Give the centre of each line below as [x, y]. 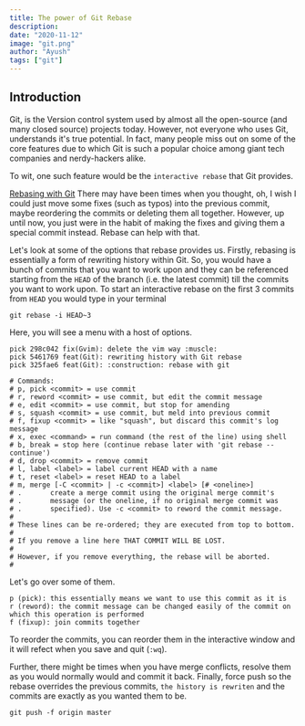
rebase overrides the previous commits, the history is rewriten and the [147, 686]
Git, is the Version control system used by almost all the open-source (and [148, 119]
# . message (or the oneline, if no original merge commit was [144, 500]
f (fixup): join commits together [75, 622]
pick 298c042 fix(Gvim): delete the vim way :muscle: [114, 349]
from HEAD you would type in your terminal [88, 299]
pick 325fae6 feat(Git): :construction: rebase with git [120, 365]
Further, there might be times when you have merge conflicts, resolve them [150, 667]
